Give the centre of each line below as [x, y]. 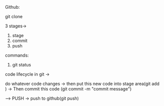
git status [22, 65]
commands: [17, 55]
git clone [14, 16]
